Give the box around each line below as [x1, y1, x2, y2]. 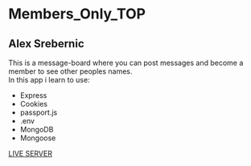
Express [19, 91, 47, 100]
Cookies [19, 99, 48, 108]
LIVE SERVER [8, 149, 52, 158]
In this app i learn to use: [8, 75, 90, 84]
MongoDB [19, 125, 54, 134]
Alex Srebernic [8, 37, 84, 51]
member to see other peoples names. [8, 67, 133, 76]
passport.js [19, 107, 58, 117]
